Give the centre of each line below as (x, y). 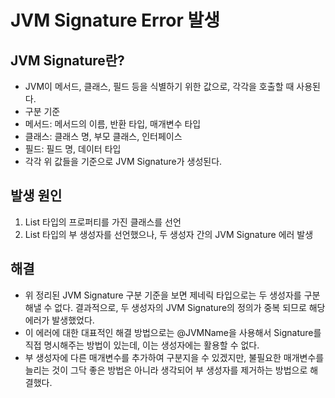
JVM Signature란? (67, 60)
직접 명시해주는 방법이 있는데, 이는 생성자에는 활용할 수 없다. (142, 345)
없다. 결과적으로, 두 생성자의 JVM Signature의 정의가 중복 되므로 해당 (190, 307)
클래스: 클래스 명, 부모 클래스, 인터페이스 (103, 136)
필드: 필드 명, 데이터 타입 (73, 149)
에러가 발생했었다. (59, 320)
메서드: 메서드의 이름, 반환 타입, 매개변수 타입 (113, 124)
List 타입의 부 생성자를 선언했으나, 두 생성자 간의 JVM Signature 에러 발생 (169, 234)
